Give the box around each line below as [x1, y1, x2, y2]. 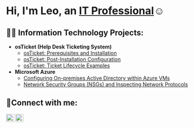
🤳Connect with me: [6, 98, 78, 108]
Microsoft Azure [14, 68, 56, 75]
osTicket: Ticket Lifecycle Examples [23, 62, 111, 69]
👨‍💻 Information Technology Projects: [6, 28, 144, 38]
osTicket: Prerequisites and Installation [23, 50, 118, 57]
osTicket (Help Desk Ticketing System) [14, 43, 112, 50]
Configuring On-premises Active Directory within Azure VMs [23, 75, 170, 81]
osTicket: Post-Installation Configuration [23, 56, 121, 63]
